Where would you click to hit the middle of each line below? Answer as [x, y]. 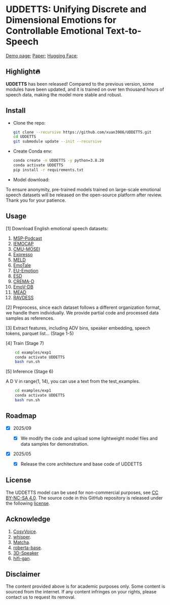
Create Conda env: [33, 151]
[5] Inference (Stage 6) [30, 372]
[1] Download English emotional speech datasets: [57, 228]
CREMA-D [24, 281]
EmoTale [22, 265]
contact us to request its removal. [41, 597]
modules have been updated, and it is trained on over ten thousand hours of [85, 89]
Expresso [23, 254]
